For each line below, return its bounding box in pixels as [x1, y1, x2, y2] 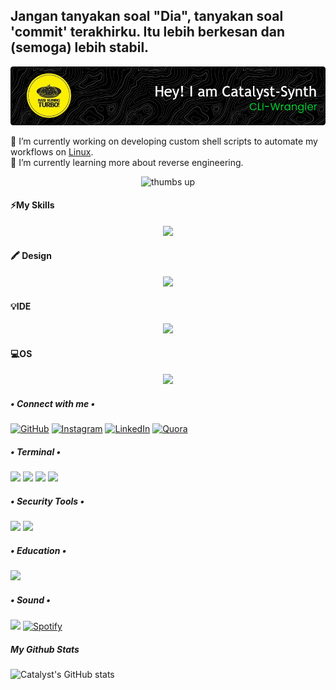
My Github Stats [10, 643, 80, 655]
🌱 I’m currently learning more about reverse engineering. [10, 156, 244, 168]
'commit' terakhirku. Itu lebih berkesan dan [10, 24, 286, 41]
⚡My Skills [10, 199, 55, 211]
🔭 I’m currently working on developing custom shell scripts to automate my [10, 135, 318, 147]
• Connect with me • [10, 398, 96, 410]
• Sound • [10, 594, 51, 606]
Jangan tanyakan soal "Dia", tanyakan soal [10, 8, 284, 25]
